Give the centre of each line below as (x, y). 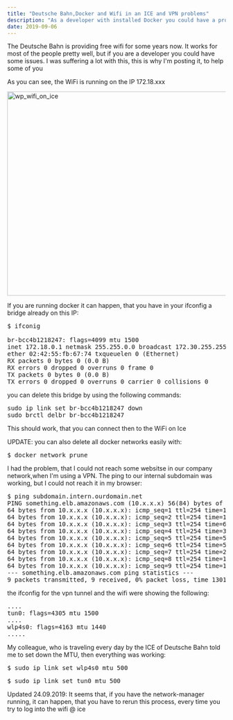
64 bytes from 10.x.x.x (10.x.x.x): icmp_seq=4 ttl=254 (104, 531)
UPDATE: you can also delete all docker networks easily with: (95, 442)
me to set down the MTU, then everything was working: (87, 655)
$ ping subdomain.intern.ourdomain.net (75, 497)
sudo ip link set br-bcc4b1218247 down (75, 408)
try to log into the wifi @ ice (46, 709)
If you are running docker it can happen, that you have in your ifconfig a (110, 306)
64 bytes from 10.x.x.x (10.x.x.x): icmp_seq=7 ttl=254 (104, 552)
